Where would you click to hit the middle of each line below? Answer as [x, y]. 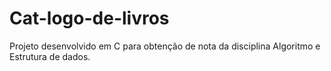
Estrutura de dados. [50, 56]
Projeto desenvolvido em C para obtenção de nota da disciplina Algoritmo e [165, 46]
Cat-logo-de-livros [89, 18]
